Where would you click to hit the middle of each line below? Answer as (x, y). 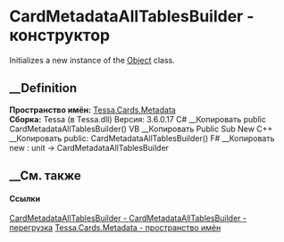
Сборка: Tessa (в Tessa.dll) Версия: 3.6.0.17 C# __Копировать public (138, 119)
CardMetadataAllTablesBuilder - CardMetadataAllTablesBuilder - (128, 218)
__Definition (43, 88)
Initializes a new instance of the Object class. (92, 60)
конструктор (59, 35)
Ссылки (25, 198)
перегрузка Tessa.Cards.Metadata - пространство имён (115, 228)
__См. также (46, 176)
